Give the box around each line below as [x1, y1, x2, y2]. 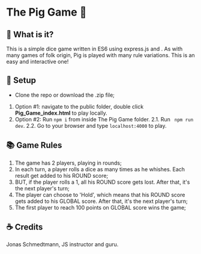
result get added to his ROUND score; [14, 172, 109, 179]
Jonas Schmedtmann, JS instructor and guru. [6, 241, 119, 248]
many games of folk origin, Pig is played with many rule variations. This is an [6, 52, 195, 59]
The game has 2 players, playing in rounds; [14, 159, 122, 166]
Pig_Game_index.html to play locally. [14, 109, 107, 116]
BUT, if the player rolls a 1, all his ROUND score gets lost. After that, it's [14, 178, 190, 186]
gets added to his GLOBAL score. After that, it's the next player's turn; [14, 198, 188, 205]
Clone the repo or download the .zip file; [14, 91, 115, 98]
